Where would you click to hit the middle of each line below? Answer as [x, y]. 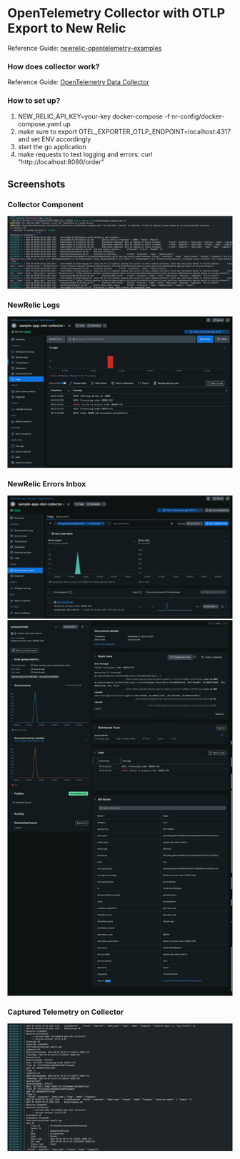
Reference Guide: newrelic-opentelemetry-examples [85, 48]
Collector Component [46, 204]
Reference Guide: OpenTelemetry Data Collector [79, 82]
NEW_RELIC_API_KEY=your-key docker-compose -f [94, 116]
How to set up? [34, 101]
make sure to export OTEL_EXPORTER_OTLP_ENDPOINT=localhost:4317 [124, 131]
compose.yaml [40, 124]
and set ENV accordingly [54, 139]
